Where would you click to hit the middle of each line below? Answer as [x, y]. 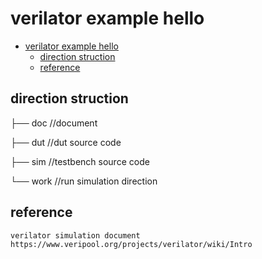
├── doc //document [54, 123]
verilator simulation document [75, 235]
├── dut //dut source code [66, 142]
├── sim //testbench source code [80, 161]
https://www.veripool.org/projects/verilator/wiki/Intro [131, 244]
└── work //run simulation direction [84, 181]
